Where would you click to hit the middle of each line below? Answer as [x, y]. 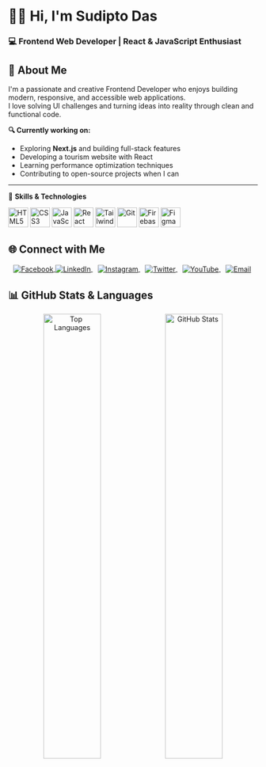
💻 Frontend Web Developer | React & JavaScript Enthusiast [125, 41]
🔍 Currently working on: [49, 130]
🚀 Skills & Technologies [47, 196]
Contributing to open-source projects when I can [99, 173]
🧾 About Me [38, 70]
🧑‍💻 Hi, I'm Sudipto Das [83, 16]
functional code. [35, 114]
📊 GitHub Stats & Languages [81, 295]
